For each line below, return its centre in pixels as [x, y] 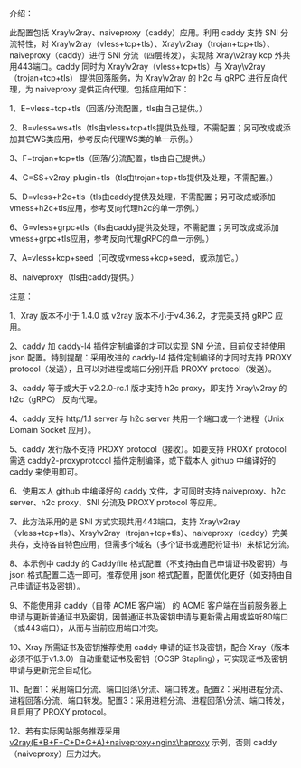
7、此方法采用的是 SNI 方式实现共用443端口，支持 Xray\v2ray [125, 522]
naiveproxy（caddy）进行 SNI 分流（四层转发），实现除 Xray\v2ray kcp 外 [146, 55]
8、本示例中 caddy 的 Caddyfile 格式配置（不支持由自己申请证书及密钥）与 [149, 563]
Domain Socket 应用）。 [53, 430]
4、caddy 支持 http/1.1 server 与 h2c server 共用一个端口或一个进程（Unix [147, 418]
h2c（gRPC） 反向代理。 [56, 399]
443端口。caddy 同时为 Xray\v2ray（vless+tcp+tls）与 [120, 67]
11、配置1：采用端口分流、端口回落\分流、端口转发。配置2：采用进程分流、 [149, 689]
